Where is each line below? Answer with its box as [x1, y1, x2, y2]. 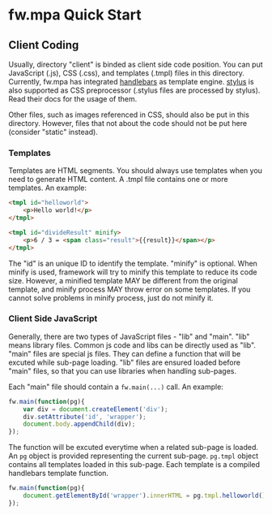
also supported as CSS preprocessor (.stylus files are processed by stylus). [8, 85, 261, 95]
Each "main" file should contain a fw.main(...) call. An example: [8, 382, 224, 392]
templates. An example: [8, 183, 87, 193]
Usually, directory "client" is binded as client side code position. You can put [8, 59, 263, 69]
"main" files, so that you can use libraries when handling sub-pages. [8, 366, 237, 375]
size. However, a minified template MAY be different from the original [8, 275, 239, 285]
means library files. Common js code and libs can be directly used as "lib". [8, 340, 257, 350]
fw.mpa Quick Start [8, 6, 142, 24]
